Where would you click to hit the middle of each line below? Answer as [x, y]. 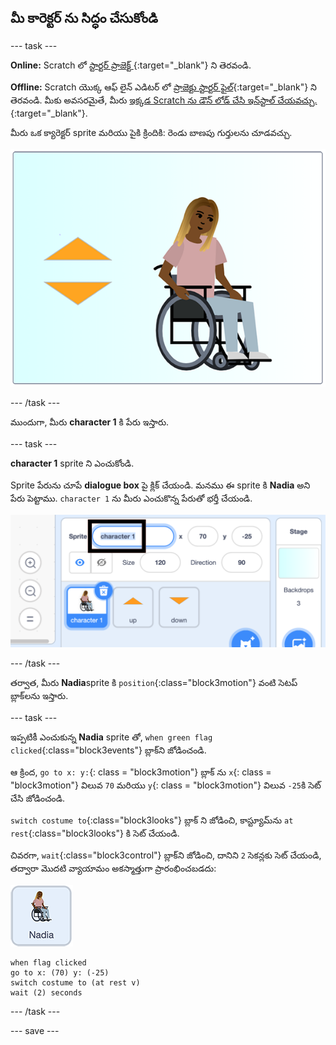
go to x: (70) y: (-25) [60, 972]
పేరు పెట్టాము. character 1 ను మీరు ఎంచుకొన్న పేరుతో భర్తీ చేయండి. [131, 498]
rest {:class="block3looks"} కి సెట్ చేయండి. [95, 833]
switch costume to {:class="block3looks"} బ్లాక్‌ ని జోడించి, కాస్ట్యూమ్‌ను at [152, 820]
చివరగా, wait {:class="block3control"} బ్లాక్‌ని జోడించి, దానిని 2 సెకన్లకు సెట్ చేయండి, [166, 855]
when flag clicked [48, 962]
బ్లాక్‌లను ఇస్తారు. [39, 695]
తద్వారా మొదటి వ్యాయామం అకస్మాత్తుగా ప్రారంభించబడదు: [113, 868]
